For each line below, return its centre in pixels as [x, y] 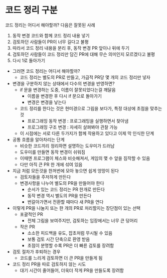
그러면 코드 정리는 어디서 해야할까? [46, 71]
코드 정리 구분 [31, 10]
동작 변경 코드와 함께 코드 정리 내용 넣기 [51, 35]
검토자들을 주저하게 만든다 [45, 177]
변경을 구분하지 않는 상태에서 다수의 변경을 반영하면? [63, 83]
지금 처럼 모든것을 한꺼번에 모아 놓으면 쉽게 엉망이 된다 [66, 170]
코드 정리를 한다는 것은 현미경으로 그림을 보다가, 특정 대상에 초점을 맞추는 [91, 108]
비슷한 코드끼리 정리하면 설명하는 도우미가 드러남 [67, 145]
